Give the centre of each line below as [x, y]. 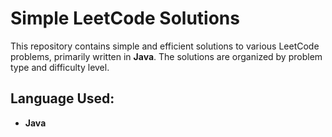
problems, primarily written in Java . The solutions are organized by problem [166, 56]
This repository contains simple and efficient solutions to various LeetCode [165, 46]
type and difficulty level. [60, 67]
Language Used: [62, 98]
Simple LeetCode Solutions [125, 18]
